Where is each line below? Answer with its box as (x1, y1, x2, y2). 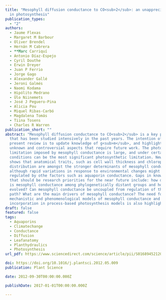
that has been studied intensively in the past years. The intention (9, 136, 156, 141)
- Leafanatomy (9, 238, 39, 243)
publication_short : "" (5, 127, 52, 132)
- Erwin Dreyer (9, 62, 41, 67)
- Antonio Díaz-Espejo (9, 53, 56, 59)
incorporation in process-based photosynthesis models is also (9, 201, 142, 206)
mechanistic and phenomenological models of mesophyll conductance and (9, 196, 161, 201)
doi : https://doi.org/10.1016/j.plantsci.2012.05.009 (5, 261, 119, 266)
